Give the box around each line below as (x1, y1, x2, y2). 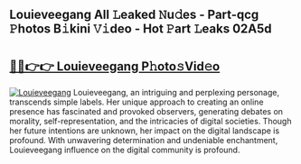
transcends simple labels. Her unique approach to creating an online (9, 96, 264, 107)
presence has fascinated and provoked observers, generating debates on (9, 106, 283, 116)
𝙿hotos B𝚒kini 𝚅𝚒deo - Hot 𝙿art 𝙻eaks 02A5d (9, 22, 273, 37)
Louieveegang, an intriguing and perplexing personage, (73, 87, 280, 97)
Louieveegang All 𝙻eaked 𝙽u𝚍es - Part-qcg (9, 7, 259, 23)
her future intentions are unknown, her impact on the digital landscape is (9, 125, 280, 136)
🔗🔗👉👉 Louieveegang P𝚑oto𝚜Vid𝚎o (9, 59, 221, 74)
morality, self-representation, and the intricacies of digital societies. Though (9, 116, 292, 126)
